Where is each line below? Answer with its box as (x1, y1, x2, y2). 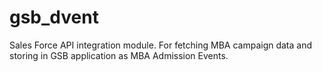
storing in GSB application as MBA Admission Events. (9, 49, 229, 61)
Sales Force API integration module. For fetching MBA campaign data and (9, 39, 313, 51)
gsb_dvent (9, 6, 99, 29)
